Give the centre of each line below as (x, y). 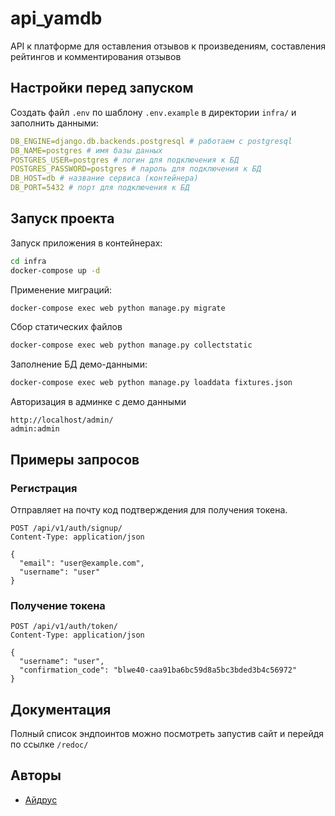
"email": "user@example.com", (82, 563)
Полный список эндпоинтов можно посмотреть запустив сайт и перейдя (167, 733)
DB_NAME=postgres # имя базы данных (86, 150)
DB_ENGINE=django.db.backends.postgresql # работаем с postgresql (151, 141)
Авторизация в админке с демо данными (98, 402)
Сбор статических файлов (66, 327)
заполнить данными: (54, 123)
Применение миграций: (61, 289)
